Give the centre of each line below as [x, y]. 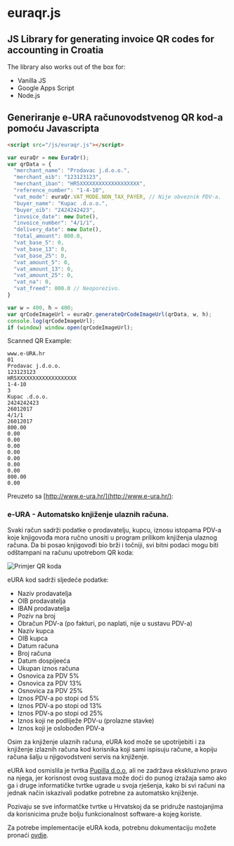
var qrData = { [30, 164]
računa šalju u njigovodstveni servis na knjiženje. [78, 757]
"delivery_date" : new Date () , [58, 230]
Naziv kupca [35, 630]
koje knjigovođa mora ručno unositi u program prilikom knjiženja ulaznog [112, 537]
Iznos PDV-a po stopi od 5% [58, 698]
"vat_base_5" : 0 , [39, 243]
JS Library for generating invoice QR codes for [111, 39]
